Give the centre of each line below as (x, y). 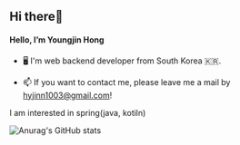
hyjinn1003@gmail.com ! (67, 95)
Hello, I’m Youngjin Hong (57, 39)
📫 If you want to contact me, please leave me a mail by (126, 82)
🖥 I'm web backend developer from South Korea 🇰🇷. (122, 61)
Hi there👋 (36, 17)
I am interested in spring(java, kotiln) (78, 112)
